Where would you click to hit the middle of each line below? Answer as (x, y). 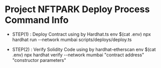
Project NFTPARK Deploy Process (77, 9)
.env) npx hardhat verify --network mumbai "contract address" (78, 55)
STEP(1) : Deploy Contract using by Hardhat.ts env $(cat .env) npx (82, 34)
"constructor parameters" (39, 60)
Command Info (37, 20)
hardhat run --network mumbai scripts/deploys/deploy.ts (72, 40)
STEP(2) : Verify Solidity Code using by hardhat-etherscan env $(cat (84, 49)
